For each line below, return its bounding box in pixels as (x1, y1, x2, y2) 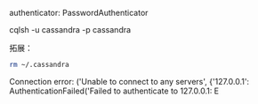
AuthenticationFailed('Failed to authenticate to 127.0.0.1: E (9, 85, 220, 96)
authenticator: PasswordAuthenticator (9, 8, 149, 18)
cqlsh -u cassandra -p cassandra (9, 25, 132, 34)
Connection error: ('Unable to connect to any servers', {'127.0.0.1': (9, 76, 250, 86)
